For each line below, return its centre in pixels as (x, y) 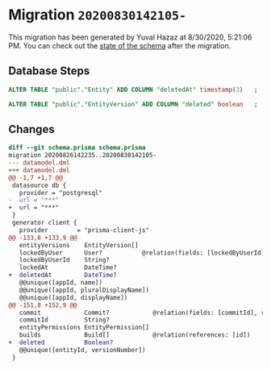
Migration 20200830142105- (98, 15)
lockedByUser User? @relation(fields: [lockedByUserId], (144, 253)
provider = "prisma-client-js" (84, 230)
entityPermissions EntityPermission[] (84, 328)
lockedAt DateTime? (68, 267)
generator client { (45, 223)
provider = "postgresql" (61, 193)
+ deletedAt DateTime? (63, 276)
